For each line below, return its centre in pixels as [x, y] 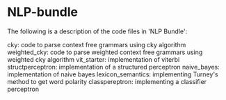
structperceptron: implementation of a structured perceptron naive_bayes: [114, 67]
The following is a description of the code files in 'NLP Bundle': [97, 31]
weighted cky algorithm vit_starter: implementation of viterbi [94, 59]
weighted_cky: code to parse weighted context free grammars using [105, 52]
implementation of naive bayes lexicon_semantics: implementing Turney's [113, 74]
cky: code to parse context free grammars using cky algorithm [97, 44]
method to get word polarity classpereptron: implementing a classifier [107, 81]
